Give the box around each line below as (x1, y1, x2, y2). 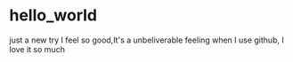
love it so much (9, 43, 65, 54)
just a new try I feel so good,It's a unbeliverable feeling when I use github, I (9, 35, 285, 45)
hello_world (9, 5, 98, 26)
